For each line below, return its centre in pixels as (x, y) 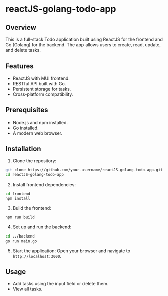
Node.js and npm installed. (40, 122)
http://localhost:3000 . (37, 256)
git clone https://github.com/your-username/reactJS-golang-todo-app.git (84, 170)
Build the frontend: (32, 208)
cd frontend (18, 194)
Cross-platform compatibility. (43, 94)
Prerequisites (27, 110)
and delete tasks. (23, 50)
